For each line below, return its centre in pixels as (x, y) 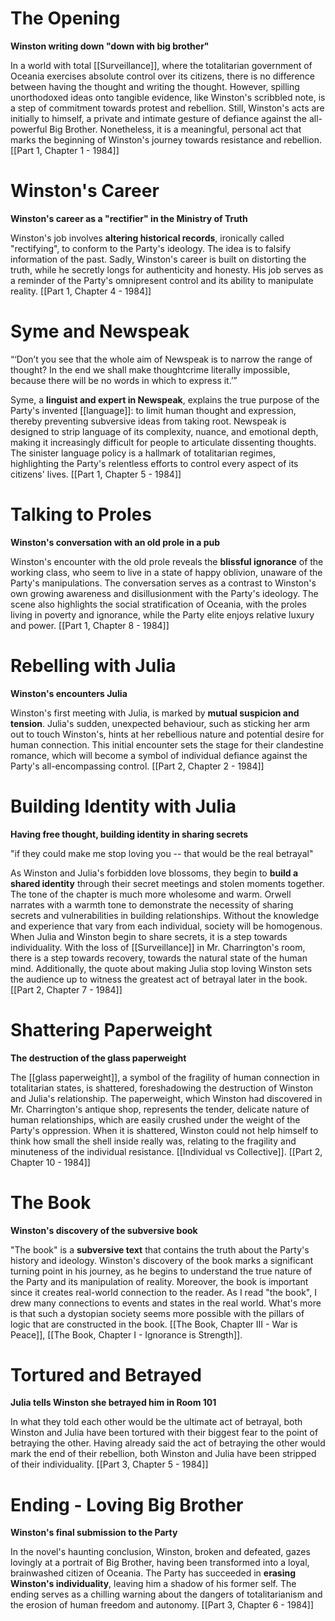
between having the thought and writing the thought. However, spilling (155, 86)
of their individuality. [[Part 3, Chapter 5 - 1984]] (109, 1464)
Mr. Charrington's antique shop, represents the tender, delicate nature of (160, 1109)
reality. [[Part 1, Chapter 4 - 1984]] (81, 291)
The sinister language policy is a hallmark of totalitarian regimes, (143, 453)
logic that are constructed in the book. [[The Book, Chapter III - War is (154, 1324)
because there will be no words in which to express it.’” (124, 380)
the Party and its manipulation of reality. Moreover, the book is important (159, 1281)
